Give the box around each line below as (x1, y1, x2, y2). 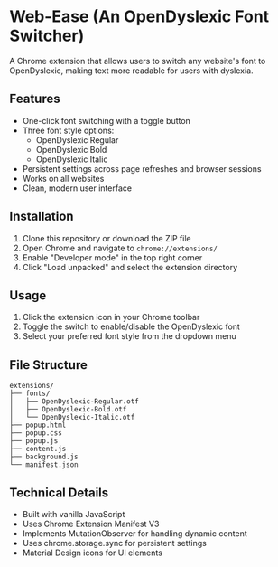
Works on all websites (22, 173, 105, 184)
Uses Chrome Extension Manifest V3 (22, 518, 160, 529)
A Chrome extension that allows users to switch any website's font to (9, 55, 266, 66)
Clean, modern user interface (22, 183, 133, 194)
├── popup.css (9, 429, 63, 438)
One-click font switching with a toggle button (22, 115, 191, 126)
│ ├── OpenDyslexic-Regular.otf (9, 397, 140, 406)
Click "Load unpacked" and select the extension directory (22, 261, 238, 272)
